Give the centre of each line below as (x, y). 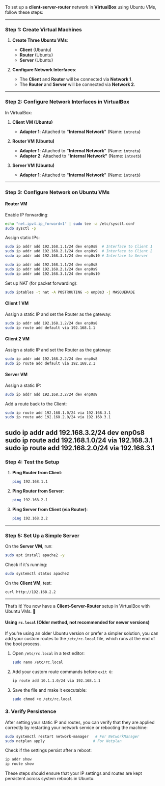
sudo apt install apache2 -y (35, 555)
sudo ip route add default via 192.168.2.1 (50, 363)
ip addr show (18, 759)
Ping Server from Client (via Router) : (50, 509)
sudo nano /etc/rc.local (38, 662)
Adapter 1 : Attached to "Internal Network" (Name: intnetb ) (80, 175)
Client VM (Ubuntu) (32, 122)
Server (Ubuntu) (36, 60)
